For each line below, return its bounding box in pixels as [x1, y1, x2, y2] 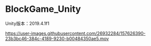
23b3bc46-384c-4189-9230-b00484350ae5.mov [5, 36, 109, 42]
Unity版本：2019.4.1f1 [5, 20, 50, 26]
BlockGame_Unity [5, 3, 81, 15]
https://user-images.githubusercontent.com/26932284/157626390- [5, 30, 146, 36]
